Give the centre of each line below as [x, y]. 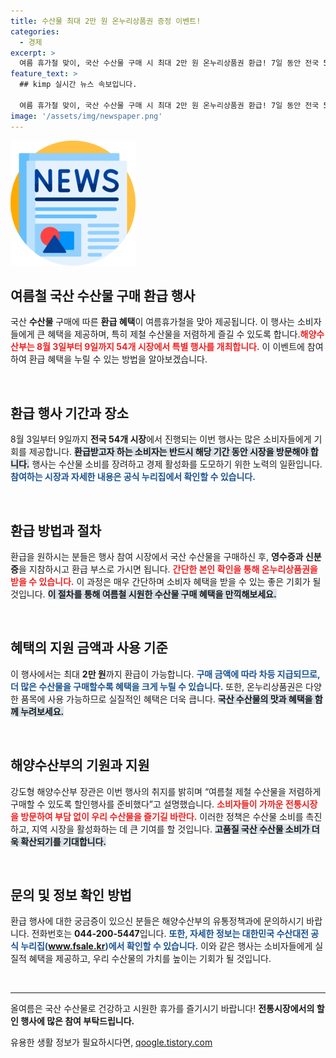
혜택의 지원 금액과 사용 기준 [89, 648]
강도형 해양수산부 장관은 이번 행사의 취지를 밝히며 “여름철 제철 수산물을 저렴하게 [166, 791]
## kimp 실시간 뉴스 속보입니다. [78, 85]
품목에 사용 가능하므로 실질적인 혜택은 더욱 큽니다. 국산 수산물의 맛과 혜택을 [166, 699]
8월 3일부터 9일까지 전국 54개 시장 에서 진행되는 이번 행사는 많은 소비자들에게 [161, 439]
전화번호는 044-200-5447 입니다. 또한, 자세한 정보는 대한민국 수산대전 [170, 934]
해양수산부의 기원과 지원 [80, 765]
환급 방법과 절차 [56, 530]
